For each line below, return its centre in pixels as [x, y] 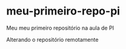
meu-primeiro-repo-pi [63, 11]
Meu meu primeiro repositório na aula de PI [60, 28]
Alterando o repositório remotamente [52, 39]
